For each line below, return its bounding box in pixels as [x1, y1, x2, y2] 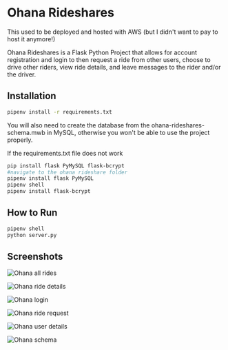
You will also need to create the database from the [7, 121, 150, 129]
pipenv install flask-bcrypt [7, 188, 91, 195]
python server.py [7, 231, 57, 238]
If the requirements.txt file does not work [7, 149, 123, 157]
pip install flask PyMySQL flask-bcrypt [7, 162, 125, 169]
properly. [7, 136, 33, 144]
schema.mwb [7, 128, 46, 136]
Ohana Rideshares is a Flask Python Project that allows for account [7, 48, 198, 56]
